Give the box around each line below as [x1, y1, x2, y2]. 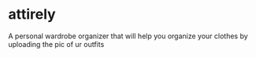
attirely [8, 5, 57, 23]
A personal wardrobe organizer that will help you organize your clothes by [8, 31, 248, 41]
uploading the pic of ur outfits [8, 39, 105, 48]
